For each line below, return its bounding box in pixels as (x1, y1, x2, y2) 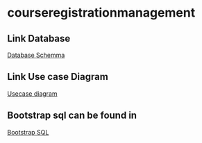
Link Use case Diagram (7, 71, 109, 83)
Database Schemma (7, 51, 65, 59)
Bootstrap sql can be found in (7, 110, 137, 121)
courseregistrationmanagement (7, 5, 196, 21)
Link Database (7, 33, 71, 44)
